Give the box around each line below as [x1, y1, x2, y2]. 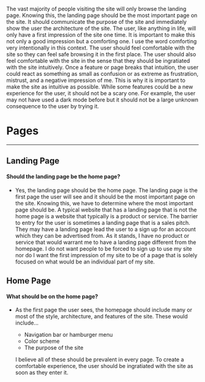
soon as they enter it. [15, 369, 69, 376]
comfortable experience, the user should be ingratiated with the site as [15, 362, 193, 370]
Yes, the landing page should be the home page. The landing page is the [15, 186, 198, 194]
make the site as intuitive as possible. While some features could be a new [6, 83, 193, 90]
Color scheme [24, 337, 60, 345]
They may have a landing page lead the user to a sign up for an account [15, 226, 196, 233]
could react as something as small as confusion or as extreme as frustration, [6, 70, 199, 77]
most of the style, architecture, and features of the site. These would [15, 313, 188, 320]
